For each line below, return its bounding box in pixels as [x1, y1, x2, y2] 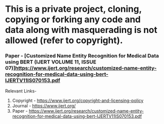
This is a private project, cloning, [5, 3, 142, 15]
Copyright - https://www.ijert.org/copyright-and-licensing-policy [12, 97, 144, 104]
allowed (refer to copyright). [5, 35, 123, 46]
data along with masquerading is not [5, 25, 158, 35]
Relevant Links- [5, 88, 37, 94]
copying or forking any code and [5, 14, 141, 25]
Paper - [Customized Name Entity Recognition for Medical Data [5, 53, 159, 60]
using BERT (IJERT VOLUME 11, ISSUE [5, 59, 97, 65]
